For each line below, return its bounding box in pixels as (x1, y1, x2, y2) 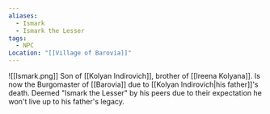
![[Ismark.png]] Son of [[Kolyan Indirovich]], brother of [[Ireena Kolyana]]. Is (8, 71, 261, 80)
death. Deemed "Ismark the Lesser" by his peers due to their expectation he (8, 88, 263, 97)
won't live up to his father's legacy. (8, 97, 125, 106)
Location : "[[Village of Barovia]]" (8, 49, 132, 57)
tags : (8, 34, 27, 43)
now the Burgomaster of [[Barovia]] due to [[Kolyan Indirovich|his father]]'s (8, 79, 259, 89)
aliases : (8, 11, 38, 20)
